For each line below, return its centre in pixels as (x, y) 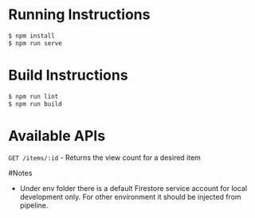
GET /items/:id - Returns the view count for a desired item (105, 158)
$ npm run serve (35, 43)
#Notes (20, 173)
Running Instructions (79, 15)
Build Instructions (69, 75)
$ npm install (32, 36)
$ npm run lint (33, 96)
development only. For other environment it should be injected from (130, 197)
